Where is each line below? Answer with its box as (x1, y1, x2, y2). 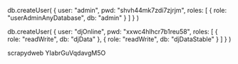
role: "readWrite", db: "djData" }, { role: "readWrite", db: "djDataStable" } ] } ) (7, 35, 232, 43)
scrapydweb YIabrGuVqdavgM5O (7, 49, 106, 57)
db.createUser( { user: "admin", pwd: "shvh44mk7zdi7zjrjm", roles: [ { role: (7, 6, 227, 14)
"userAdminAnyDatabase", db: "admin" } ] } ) (7, 14, 140, 22)
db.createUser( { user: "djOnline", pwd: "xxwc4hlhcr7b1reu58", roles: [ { (7, 28, 219, 36)
